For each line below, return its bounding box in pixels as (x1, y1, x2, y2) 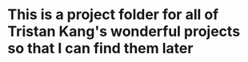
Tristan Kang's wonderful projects (7, 22, 241, 41)
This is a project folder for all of (7, 6, 219, 24)
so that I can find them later (7, 40, 194, 57)
